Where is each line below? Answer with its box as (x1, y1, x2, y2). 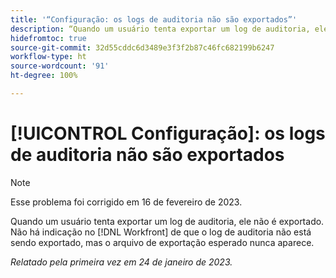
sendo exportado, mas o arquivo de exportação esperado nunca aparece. (10, 236, 315, 248)
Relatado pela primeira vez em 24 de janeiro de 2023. (10, 256, 233, 268)
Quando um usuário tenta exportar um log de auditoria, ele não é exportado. (10, 215, 325, 227)
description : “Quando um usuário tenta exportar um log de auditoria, (10, 24, 311, 34)
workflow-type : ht (10, 52, 87, 62)
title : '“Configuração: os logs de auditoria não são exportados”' (10, 14, 298, 25)
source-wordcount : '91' (10, 61, 110, 71)
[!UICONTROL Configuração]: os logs (10, 122, 326, 145)
